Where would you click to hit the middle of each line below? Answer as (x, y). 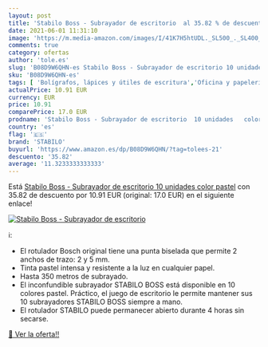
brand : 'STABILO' (37, 142)
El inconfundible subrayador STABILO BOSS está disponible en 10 (127, 285)
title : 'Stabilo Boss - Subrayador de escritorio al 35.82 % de (119, 23)
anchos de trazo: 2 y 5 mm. (65, 259)
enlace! (20, 203)
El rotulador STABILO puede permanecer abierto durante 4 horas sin (132, 310)
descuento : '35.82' (41, 156)
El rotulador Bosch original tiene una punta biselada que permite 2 (128, 251)
